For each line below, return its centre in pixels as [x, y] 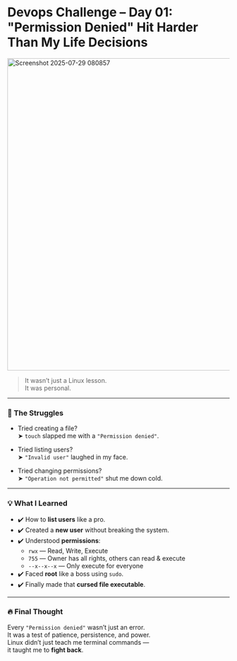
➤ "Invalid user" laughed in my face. [73, 457]
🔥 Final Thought [35, 611]
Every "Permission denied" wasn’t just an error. [76, 627]
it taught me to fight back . [45, 650]
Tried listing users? [45, 449]
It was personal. [48, 388]
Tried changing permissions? [60, 471]
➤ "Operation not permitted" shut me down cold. [90, 478]
